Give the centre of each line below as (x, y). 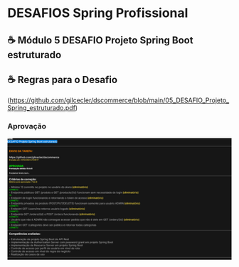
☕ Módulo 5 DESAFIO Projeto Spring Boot (100, 40)
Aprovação (27, 126)
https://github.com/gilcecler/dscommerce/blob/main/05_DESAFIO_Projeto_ (119, 100)
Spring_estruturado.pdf (42, 108)
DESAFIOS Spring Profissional (98, 13)
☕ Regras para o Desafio (63, 80)
